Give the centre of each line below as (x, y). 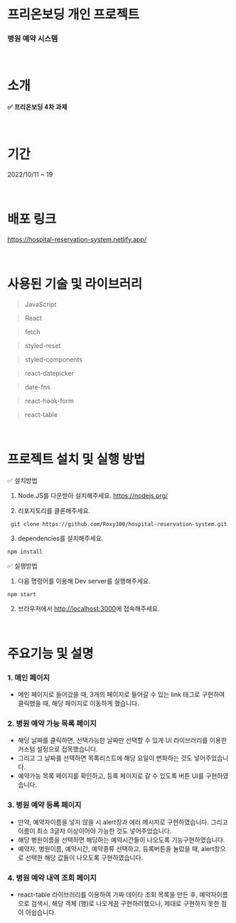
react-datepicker (49, 373)
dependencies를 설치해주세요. (60, 538)
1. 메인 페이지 (29, 677)
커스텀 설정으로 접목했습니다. (58, 749)
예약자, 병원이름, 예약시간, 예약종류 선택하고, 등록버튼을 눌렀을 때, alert (116, 848)
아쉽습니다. (41, 912)
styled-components (54, 359)
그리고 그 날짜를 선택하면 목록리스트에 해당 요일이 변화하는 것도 (105, 758)
